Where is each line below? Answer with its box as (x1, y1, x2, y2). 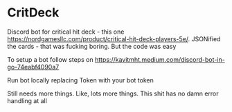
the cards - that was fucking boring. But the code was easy (7, 42, 177, 50)
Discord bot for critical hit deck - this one (7, 27, 125, 36)
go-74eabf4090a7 (7, 63, 60, 71)
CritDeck (7, 5, 60, 21)
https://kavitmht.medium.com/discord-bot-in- (94, 55, 225, 63)
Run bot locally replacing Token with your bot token (7, 76, 154, 84)
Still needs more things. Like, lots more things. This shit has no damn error (7, 89, 219, 98)
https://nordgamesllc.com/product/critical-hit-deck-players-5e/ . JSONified (7, 34, 221, 43)
